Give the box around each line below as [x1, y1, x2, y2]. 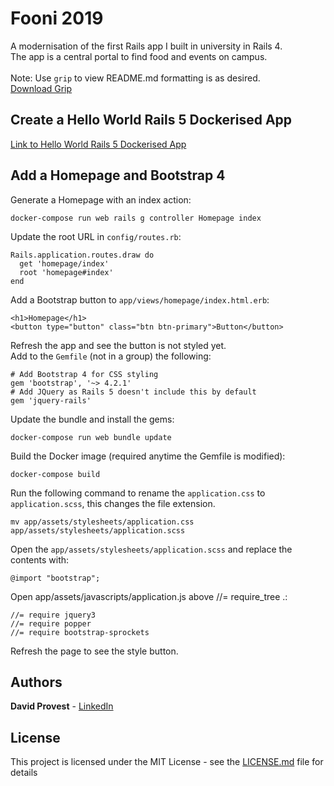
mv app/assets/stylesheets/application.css [10, 517, 195, 527]
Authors [10, 673, 63, 691]
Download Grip [10, 82, 73, 94]
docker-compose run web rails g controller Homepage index [10, 213, 262, 223]
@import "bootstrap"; [10, 573, 101, 583]
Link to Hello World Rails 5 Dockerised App [10, 138, 187, 150]
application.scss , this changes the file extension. [10, 497, 216, 509]
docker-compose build [10, 469, 101, 479]
